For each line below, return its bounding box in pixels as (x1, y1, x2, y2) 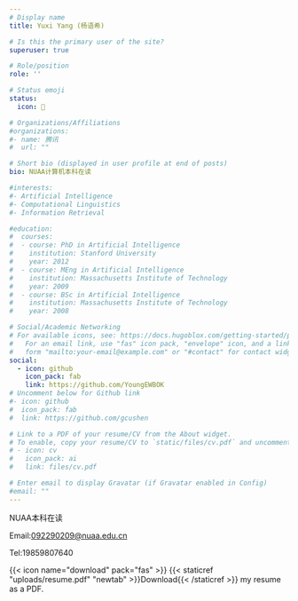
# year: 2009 (9, 281, 69, 291)
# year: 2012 (9, 257, 69, 266)
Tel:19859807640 (9, 547, 74, 558)
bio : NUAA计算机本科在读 (9, 168, 91, 177)
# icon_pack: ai (9, 455, 77, 463)
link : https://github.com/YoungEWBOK (25, 381, 165, 390)
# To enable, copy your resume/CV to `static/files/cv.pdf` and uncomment (9, 438, 292, 447)
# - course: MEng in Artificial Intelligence (9, 265, 184, 274)
